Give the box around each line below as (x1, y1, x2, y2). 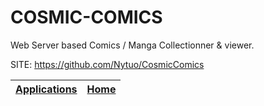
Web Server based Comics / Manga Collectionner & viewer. (10, 39, 255, 51)
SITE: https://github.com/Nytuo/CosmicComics (10, 58, 205, 70)
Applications (15, 82, 78, 96)
